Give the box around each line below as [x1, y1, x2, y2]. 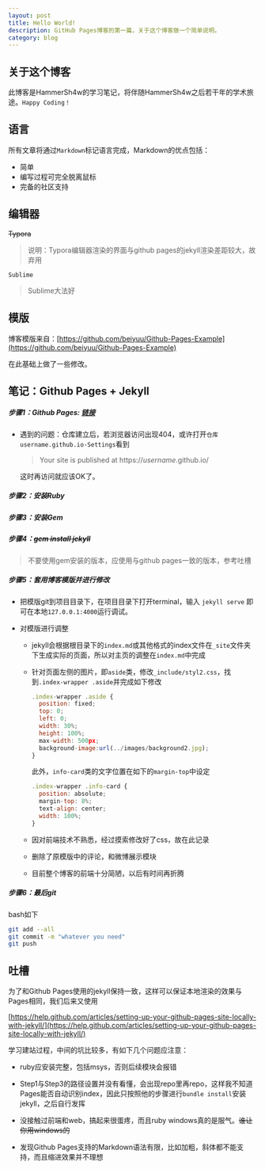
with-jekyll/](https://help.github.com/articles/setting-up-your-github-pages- [8, 1021, 257, 1030]
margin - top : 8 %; [38, 798, 93, 805]
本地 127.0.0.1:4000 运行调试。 [33, 607, 133, 616]
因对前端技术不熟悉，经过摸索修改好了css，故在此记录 [31, 835, 210, 844]
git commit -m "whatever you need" [8, 932, 126, 941]
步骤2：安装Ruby [8, 491, 65, 501]
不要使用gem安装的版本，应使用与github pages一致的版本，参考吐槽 [27, 555, 252, 565]
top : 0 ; [38, 707, 65, 715]
